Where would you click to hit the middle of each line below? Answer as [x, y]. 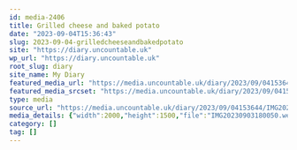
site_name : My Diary [47, 75]
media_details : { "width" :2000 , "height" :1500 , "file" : [108, 116]
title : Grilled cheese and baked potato [85, 26]
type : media [31, 99]
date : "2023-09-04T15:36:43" [63, 34]
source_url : [31, 108]
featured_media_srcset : [53, 91]
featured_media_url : [47, 83]
